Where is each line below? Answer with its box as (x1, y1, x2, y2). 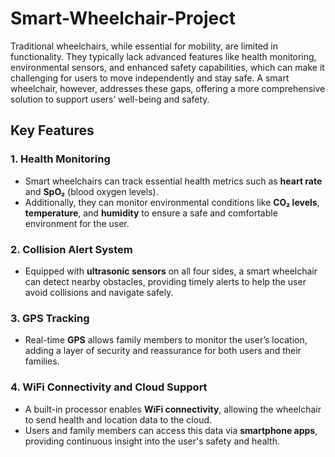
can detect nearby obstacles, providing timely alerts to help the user (24, 275, 307, 287)
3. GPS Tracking (10, 311, 90, 325)
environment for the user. (24, 217, 130, 229)
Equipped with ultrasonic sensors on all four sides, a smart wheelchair (24, 265, 318, 277)
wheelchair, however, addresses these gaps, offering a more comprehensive (10, 82, 326, 94)
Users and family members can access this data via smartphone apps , (24, 424, 318, 436)
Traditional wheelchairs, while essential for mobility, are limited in (10, 40, 278, 52)
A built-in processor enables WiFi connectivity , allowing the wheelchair (24, 403, 322, 415)
